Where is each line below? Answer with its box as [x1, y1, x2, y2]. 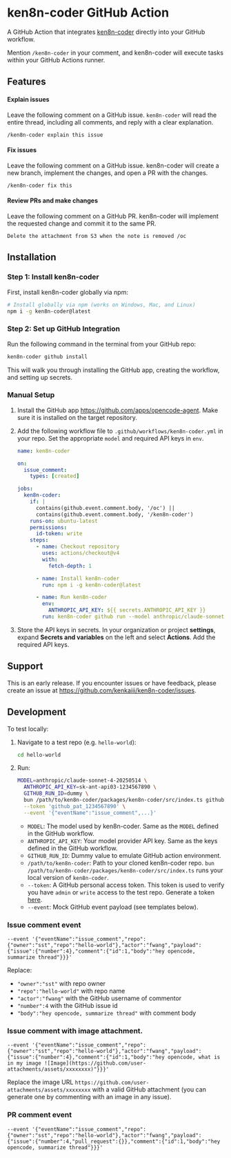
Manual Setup [7, 390, 55, 400]
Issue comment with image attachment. [7, 1026, 143, 1036]
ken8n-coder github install [7, 353, 88, 360]
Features [7, 76, 46, 88]
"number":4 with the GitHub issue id [17, 1002, 119, 1010]
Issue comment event [7, 920, 81, 930]
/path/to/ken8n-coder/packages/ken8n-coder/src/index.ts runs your [27, 866, 223, 874]
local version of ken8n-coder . [27, 873, 109, 881]
